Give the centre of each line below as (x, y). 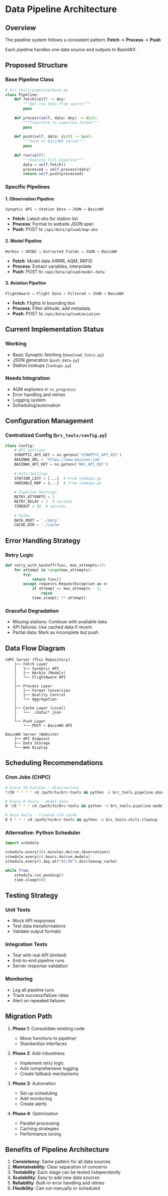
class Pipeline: (22, 95)
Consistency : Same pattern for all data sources (61, 1162)
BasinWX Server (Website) (32, 735)
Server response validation (40, 966)
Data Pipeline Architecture (61, 9)
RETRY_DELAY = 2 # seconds (43, 502)
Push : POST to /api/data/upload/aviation (56, 313)
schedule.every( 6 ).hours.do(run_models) (48, 857)
